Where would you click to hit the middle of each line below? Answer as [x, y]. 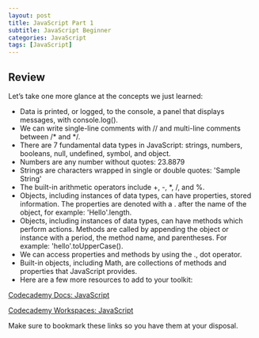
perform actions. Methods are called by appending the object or [124, 229]
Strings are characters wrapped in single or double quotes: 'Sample [130, 170]
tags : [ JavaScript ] [40, 45]
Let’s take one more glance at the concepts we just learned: [106, 96]
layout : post [30, 15]
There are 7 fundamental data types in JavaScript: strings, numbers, [131, 145]
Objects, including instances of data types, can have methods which [131, 220]
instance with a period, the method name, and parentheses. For [123, 237]
